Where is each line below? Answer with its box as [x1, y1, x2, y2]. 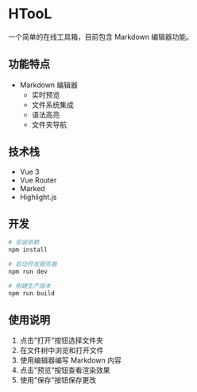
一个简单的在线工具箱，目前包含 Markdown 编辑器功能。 [8, 32, 193, 41]
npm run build [8, 289, 56, 298]
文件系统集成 [31, 100, 74, 110]
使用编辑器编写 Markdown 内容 [19, 355, 122, 365]
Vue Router [19, 175, 57, 185]
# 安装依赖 [8, 239, 40, 247]
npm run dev [8, 267, 48, 275]
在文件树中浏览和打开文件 [19, 346, 104, 355]
